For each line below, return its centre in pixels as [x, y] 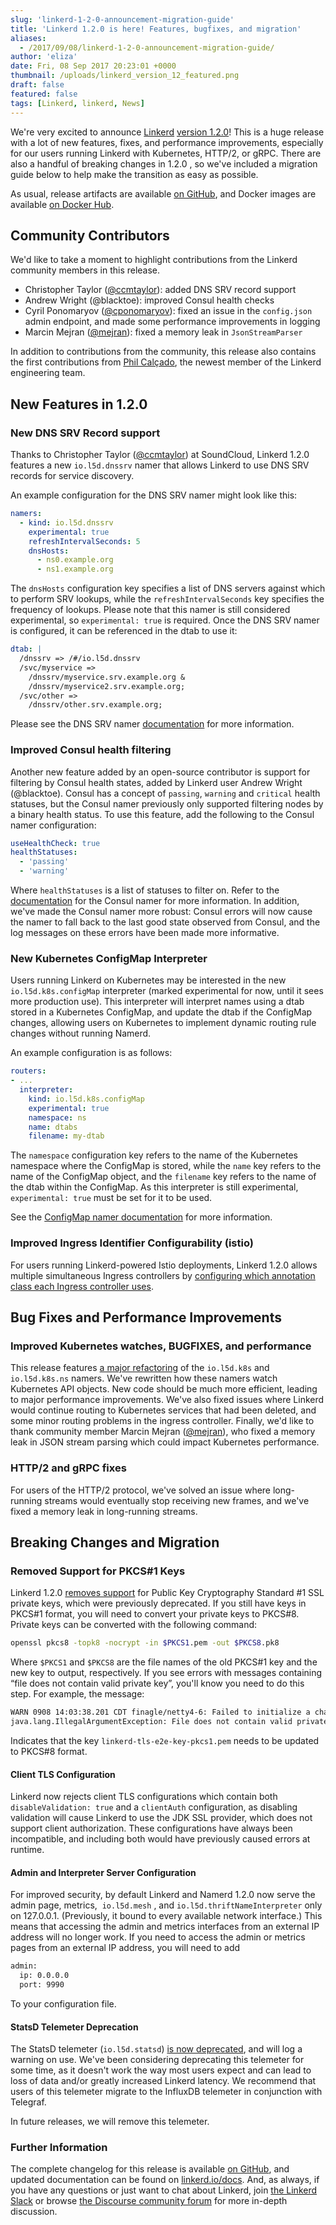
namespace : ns [57, 1117]
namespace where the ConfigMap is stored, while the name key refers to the [166, 1166]
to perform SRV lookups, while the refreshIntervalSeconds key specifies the [167, 599]
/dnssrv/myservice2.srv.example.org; [107, 686]
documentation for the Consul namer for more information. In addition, [155, 901]
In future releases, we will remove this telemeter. [110, 2122]
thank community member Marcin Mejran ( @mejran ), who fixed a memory [163, 1432]
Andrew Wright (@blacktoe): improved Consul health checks [149, 300]
